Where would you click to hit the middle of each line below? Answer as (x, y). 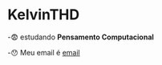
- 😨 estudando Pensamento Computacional (81, 37)
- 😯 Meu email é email (44, 52)
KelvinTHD (44, 15)
